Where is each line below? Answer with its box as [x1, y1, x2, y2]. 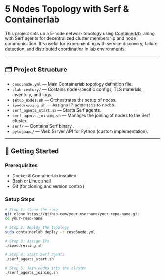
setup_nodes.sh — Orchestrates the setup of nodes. [12, 97, 117, 103]
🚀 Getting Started [5, 147, 59, 156]
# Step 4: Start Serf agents [5, 252, 65, 257]
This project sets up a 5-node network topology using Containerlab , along [5, 30, 155, 36]
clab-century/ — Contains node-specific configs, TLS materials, [12, 86, 143, 92]
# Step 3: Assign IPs [5, 239, 50, 244]
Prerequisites [5, 162, 38, 169]
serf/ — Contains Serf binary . [12, 123, 75, 129]
